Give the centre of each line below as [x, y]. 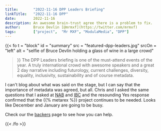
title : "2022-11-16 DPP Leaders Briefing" [55, 9]
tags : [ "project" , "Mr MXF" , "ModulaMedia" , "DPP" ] [67, 32]
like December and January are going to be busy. [54, 105]
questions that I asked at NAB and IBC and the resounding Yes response [77, 95]
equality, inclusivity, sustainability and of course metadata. [75, 75]
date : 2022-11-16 [30, 18]
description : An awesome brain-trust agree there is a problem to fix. [79, 23]
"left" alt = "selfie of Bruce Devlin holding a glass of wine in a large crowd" [80, 51]
